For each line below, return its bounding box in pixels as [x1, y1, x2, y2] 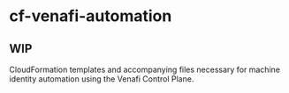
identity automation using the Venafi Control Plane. [9, 74, 194, 84]
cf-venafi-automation [9, 6, 172, 26]
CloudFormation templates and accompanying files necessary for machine [9, 64, 281, 75]
